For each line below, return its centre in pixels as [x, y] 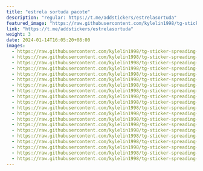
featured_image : [27, 23]
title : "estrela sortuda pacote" [48, 12]
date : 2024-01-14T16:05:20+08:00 [48, 40]
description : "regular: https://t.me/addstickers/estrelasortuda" [92, 18]
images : [16, 46]
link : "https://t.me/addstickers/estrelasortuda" [70, 29]
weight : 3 [19, 35]
